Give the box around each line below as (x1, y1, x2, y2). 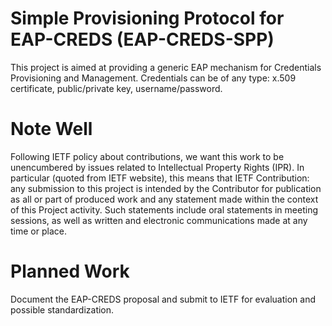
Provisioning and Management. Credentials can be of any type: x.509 (10, 72, 297, 84)
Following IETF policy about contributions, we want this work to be (10, 150, 285, 162)
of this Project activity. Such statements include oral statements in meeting (10, 203, 318, 216)
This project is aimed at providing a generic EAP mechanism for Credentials (10, 61, 322, 73)
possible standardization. (10, 303, 115, 316)
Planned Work (10, 260, 130, 283)
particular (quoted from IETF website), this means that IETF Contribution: (10, 172, 310, 184)
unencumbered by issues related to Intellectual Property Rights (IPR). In (10, 161, 305, 173)
